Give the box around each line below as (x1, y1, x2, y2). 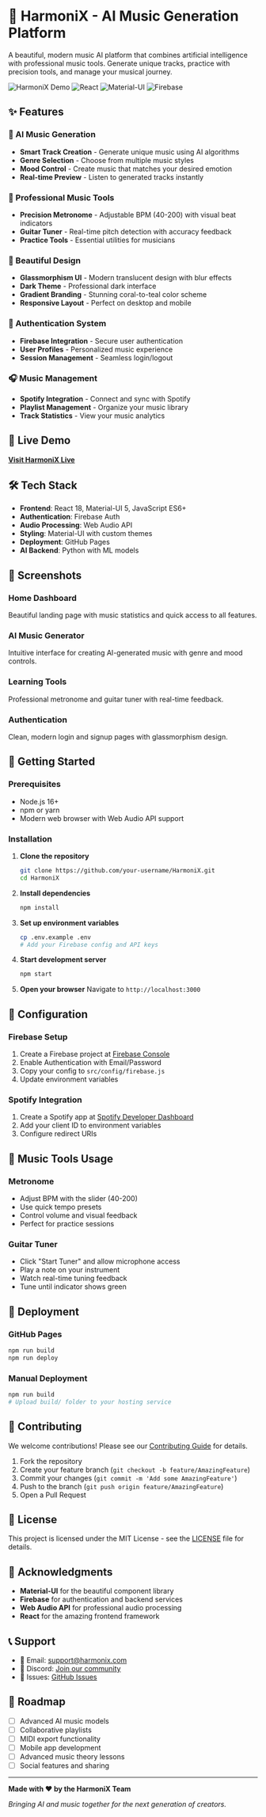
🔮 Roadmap (8, 1695, 66, 1709)
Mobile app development (19, 1743, 101, 1752)
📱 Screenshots (8, 568, 82, 582)
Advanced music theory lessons (19, 1752, 125, 1762)
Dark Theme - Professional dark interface (19, 281, 157, 291)
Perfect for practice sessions (19, 1218, 115, 1228)
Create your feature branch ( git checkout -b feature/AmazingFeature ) (19, 1465, 251, 1474)
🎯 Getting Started (8, 755, 96, 769)
